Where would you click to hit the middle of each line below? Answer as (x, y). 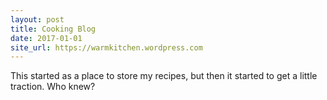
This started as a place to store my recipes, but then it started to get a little (164, 76)
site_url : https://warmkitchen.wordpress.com (106, 47)
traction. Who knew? (53, 87)
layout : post (37, 19)
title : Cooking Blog (53, 29)
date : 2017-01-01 (46, 38)
